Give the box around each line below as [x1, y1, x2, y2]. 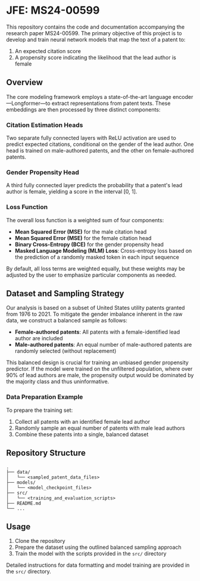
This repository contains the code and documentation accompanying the [6, 23, 185, 30]
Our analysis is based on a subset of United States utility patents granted [6, 305, 185, 312]
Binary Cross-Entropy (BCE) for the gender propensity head [14, 241, 164, 248]
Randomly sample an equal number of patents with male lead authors [14, 424, 186, 431]
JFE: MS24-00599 [6, 4, 100, 17]
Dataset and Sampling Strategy [6, 288, 124, 299]
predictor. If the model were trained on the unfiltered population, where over [6, 365, 193, 372]
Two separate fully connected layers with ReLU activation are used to [6, 135, 177, 142]
